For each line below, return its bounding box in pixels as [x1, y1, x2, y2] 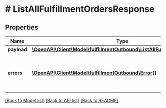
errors [7, 70, 23, 76]
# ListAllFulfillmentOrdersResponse [5, 3, 155, 15]
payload [7, 46, 27, 53]
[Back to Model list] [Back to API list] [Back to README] [5, 98, 119, 103]
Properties [5, 23, 39, 32]
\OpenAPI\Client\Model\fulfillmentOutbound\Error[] [32, 70, 157, 76]
